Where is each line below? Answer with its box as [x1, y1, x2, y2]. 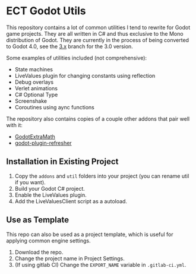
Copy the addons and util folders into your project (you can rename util [14, 172, 189, 179]
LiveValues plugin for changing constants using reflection [14, 72, 156, 79]
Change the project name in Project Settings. [14, 254, 125, 262]
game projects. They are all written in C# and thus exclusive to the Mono [6, 30, 184, 37]
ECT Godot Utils [6, 4, 86, 18]
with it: [6, 121, 23, 128]
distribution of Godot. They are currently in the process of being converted [6, 36, 189, 43]
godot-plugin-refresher [14, 139, 72, 146]
